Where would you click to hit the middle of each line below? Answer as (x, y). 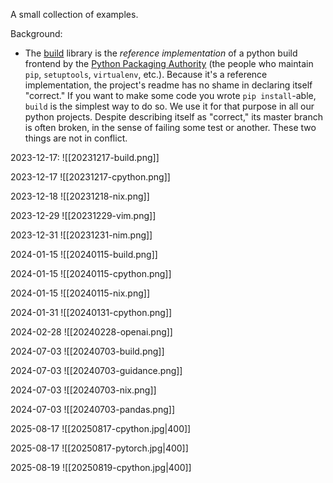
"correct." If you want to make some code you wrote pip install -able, (170, 95)
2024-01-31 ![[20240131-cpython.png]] (91, 312)
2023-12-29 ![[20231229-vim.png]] (83, 215)
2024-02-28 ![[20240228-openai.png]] (91, 332)
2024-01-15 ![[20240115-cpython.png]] (91, 273)
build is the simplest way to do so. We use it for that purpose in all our (169, 106)
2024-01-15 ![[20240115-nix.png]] (80, 293)
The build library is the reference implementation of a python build (161, 53)
